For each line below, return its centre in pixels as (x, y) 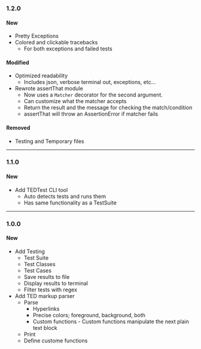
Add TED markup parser (45, 296)
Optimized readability (41, 76)
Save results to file (47, 276)
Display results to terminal (56, 283)
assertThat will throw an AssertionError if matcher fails (91, 114)
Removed (18, 128)
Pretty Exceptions (36, 36)
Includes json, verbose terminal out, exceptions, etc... (90, 82)
